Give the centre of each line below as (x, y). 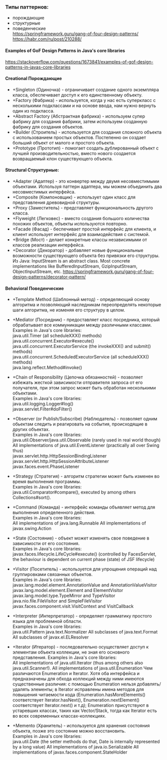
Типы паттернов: (27, 7)
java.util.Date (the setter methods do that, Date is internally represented (86, 741)
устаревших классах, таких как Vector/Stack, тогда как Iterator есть (85, 710)
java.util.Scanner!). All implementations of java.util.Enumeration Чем (82, 668)
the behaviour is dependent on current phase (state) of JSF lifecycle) (83, 559)
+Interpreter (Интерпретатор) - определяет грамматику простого (82, 616)
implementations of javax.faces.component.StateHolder (70, 752)
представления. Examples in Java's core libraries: (64, 657)
